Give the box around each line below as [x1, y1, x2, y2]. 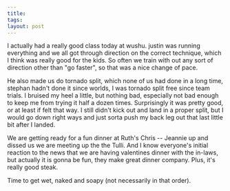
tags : [7, 16, 23, 23]
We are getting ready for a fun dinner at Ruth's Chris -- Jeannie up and [7, 134, 209, 142]
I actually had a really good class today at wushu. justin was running [7, 42, 201, 50]
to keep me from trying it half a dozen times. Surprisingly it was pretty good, [7, 99, 224, 107]
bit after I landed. [7, 121, 56, 129]
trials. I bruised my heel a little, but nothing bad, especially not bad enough [7, 91, 219, 100]
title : [7, 10, 26, 17]
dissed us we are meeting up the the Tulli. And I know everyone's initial [7, 142, 209, 150]
